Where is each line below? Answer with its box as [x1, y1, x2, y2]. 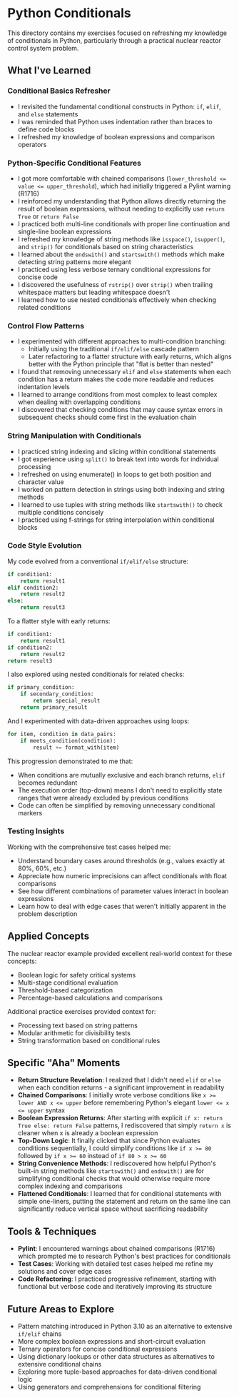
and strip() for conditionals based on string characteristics [17, 242, 194, 251]
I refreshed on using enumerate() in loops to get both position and [17, 470, 212, 478]
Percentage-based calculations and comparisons [17, 993, 163, 1002]
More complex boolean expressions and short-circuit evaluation [17, 1337, 205, 1346]
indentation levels [17, 383, 70, 391]
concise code [17, 273, 59, 281]
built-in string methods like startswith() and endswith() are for [17, 1167, 205, 1175]
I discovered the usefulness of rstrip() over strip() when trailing [17, 280, 213, 288]
